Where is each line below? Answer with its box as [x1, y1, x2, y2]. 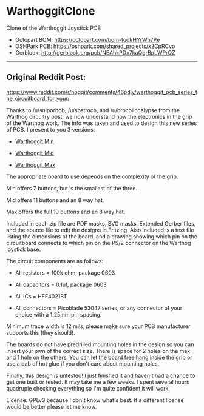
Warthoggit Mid [15, 149, 55, 156]
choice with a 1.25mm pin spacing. [15, 310, 102, 318]
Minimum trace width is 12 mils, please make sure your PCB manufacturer [6, 323, 191, 330]
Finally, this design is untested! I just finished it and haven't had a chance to [6, 372, 195, 379]
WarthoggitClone [6, 4, 95, 18]
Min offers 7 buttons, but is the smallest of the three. [6, 184, 138, 192]
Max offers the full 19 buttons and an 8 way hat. [6, 208, 126, 215]
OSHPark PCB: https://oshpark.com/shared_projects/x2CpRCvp [15, 42, 175, 50]
